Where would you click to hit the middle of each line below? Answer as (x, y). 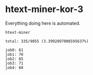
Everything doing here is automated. (43, 23)
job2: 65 (14, 59)
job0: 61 (14, 50)
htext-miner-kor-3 (44, 9)
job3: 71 (14, 63)
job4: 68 (14, 67)
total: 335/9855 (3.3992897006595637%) (47, 41)
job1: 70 (14, 54)
